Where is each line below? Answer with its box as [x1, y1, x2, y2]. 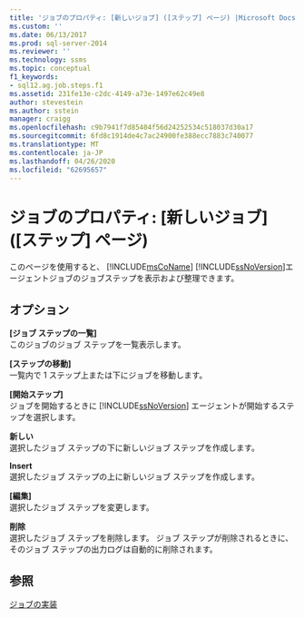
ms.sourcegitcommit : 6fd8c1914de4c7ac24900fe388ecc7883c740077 [9, 132, 254, 141]
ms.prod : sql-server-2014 [9, 38, 107, 48]
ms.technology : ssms [9, 55, 88, 64]
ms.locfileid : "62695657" [9, 165, 107, 174]
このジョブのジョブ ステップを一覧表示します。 [9, 339, 186, 350]
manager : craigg [9, 114, 71, 123]
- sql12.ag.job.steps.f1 [9, 81, 103, 90]
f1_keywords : [9, 73, 59, 82]
